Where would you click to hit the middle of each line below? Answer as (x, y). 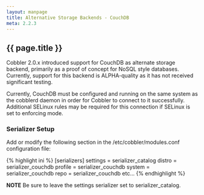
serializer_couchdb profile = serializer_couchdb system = (78, 167)
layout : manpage (27, 12)
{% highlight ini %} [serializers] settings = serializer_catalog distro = (92, 161)
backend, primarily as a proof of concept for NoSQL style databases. (93, 69)
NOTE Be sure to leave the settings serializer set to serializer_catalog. (93, 185)
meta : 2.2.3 (21, 23)
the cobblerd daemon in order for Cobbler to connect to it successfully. (96, 101)
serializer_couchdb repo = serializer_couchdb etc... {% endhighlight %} (96, 174)
